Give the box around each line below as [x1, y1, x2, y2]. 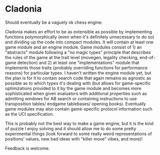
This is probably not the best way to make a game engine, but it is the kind [5, 120, 154, 126]
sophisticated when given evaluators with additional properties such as [5, 91, 147, 96]
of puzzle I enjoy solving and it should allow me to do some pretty [5, 125, 137, 131]
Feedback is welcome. [5, 145, 50, 151]
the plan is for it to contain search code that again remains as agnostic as [5, 75, 151, 81]
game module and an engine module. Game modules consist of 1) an [5, 44, 142, 50]
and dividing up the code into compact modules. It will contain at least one [5, 39, 154, 45]
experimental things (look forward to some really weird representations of [5, 131, 152, 137]
